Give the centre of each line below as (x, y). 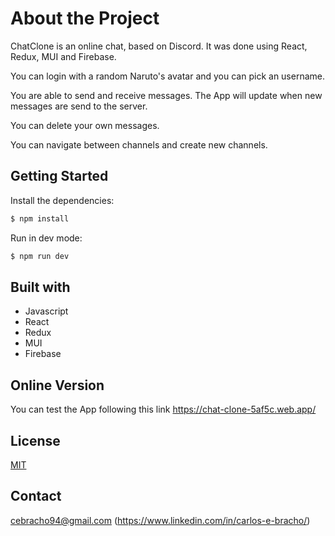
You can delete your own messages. (85, 125)
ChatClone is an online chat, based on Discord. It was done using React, (159, 46)
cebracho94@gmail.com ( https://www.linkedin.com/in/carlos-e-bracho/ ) (160, 520)
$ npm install (40, 218)
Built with (40, 287)
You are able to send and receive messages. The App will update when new (166, 95)
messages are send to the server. (79, 106)
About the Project (85, 18)
